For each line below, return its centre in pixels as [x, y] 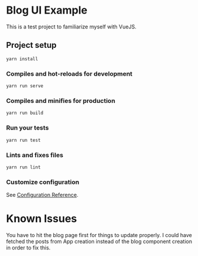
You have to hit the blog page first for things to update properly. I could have [99, 235]
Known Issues [42, 219]
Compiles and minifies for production [61, 101]
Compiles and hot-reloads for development [69, 73]
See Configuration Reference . [42, 195]
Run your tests [27, 128]
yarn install [22, 59]
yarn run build [25, 113]
